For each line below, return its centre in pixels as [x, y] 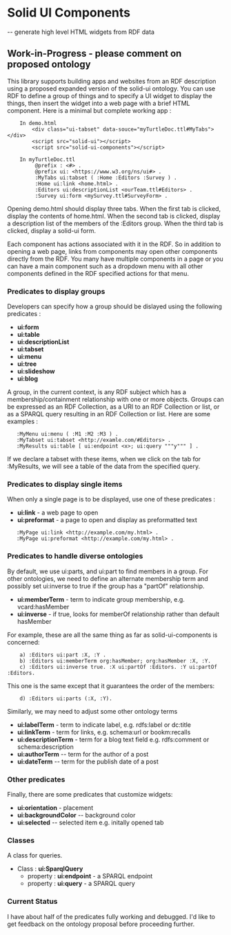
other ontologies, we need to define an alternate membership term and [108, 578]
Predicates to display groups [56, 291]
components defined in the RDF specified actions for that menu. [98, 273]
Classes [21, 840]
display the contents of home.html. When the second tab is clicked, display [114, 216]
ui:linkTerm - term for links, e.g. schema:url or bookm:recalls [104, 732]
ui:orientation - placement [55, 808]
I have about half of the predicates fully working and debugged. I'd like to [111, 916]
